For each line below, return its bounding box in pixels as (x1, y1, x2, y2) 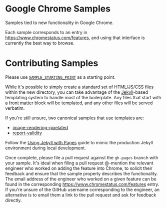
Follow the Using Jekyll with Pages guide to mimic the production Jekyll (5, 139, 153, 145)
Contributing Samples (5, 58, 98, 69)
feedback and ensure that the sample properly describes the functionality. (5, 170, 158, 176)
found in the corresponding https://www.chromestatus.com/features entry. (5, 181, 159, 187)
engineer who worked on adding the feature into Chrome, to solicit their (5, 165, 152, 171)
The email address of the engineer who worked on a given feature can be (5, 176, 156, 182)
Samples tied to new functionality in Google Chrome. (5, 20, 114, 26)
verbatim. (5, 105, 25, 111)
